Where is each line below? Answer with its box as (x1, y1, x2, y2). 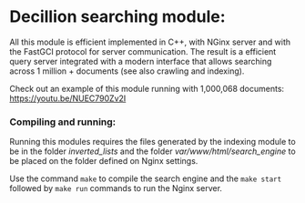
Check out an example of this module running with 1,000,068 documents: (9, 83, 285, 94)
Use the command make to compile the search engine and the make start (9, 173, 282, 184)
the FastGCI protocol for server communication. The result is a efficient (9, 46, 277, 56)
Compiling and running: (9, 116, 117, 128)
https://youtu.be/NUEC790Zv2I (9, 93, 127, 104)
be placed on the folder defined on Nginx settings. (9, 156, 198, 167)
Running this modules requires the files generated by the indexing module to (9, 137, 296, 147)
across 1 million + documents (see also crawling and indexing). (9, 66, 245, 76)
